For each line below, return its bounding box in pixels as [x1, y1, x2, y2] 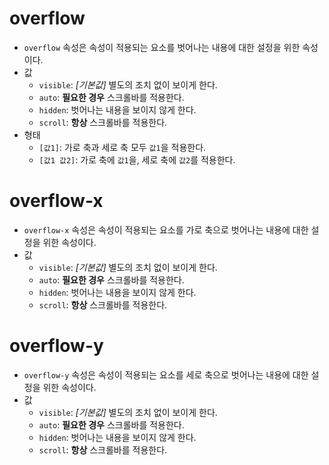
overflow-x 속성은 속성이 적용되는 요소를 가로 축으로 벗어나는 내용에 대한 [23, 223, 309, 236]
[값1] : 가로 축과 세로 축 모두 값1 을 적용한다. [38, 141, 207, 153]
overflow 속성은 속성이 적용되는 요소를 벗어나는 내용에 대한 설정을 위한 [23, 41, 301, 53]
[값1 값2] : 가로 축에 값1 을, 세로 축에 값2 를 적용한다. [38, 153, 236, 166]
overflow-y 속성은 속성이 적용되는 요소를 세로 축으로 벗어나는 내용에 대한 [23, 368, 309, 381]
